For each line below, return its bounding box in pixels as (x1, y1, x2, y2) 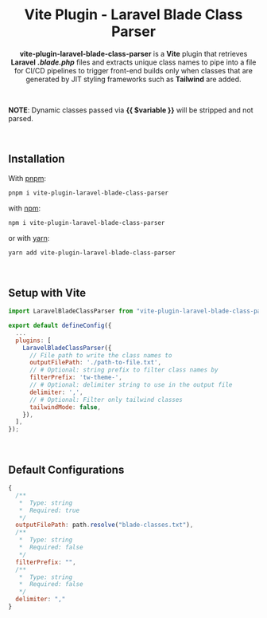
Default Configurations (8, 463, 125, 476)
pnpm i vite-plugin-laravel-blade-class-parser (8, 189, 169, 197)
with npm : (8, 203, 41, 213)
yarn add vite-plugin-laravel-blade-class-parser (8, 249, 176, 257)
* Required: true (18, 506, 80, 514)
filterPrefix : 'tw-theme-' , (29, 373, 123, 382)
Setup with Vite (8, 285, 86, 300)
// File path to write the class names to (29, 351, 172, 360)
